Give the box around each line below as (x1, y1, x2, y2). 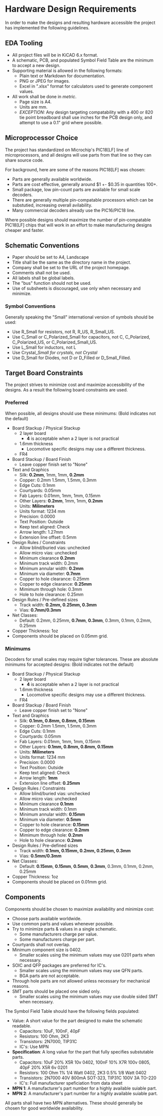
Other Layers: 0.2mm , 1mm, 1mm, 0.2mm (19, 498, 103, 503)
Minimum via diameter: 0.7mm (19, 570, 81, 576)
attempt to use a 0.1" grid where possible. (19, 119, 103, 125)
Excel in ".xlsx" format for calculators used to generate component (19, 83, 153, 89)
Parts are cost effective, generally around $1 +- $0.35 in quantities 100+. (12, 181, 158, 187)
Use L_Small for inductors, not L (12, 344, 76, 350)
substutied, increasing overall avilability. (12, 202, 92, 208)
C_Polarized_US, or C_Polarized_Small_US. (12, 339, 97, 345)
